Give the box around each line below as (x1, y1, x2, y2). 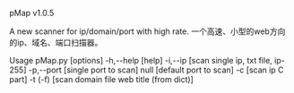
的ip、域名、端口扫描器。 (9, 38, 103, 47)
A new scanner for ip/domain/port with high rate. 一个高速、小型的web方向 (9, 26, 286, 37)
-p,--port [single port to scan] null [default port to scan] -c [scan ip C (28, 64, 284, 75)
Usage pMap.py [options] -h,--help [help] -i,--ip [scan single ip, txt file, (9, 55, 273, 65)
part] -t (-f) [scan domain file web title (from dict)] (9, 74, 195, 84)
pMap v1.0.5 (9, 8, 55, 18)
